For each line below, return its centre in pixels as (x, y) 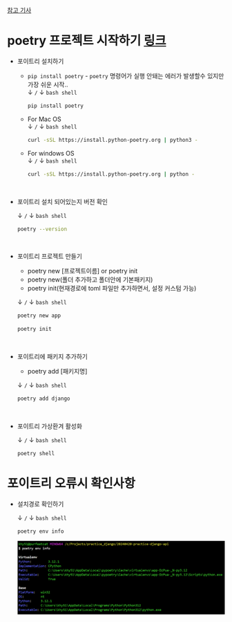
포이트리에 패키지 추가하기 (52, 357)
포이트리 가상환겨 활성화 (50, 426)
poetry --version (42, 229)
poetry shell (36, 454)
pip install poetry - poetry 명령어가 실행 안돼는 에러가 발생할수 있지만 (126, 75)
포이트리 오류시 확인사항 (71, 484)
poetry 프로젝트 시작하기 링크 (87, 41)
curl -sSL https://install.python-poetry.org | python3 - (113, 140)
